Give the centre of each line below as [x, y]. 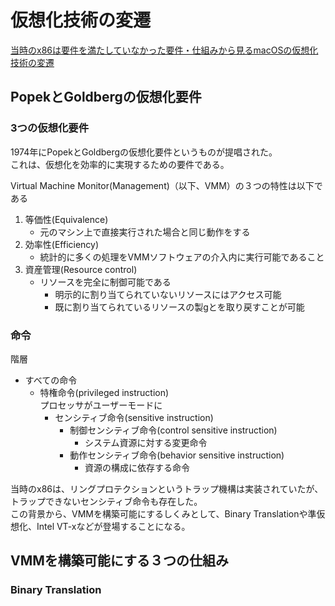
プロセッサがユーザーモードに [101, 405]
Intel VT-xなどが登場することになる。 [113, 526]
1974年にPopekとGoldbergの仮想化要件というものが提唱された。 [144, 152]
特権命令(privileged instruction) [104, 392]
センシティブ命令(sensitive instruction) [134, 417]
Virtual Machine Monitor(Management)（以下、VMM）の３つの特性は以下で [166, 185]
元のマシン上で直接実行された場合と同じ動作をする [145, 232]
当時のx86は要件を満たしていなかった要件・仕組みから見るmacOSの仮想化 [164, 50]
